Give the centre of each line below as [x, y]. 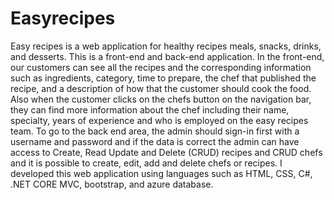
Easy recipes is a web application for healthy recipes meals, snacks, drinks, [166, 46]
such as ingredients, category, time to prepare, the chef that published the [163, 78]
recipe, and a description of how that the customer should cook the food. [161, 88]
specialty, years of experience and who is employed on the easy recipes [159, 120]
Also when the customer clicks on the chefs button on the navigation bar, [161, 99]
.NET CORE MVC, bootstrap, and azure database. [112, 184]
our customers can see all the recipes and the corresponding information [161, 67]
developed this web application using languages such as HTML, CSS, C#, [161, 173]
